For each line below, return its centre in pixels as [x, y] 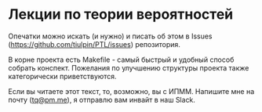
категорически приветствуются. [62, 76]
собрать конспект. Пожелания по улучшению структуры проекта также [129, 67]
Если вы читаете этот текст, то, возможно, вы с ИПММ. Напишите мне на [131, 91]
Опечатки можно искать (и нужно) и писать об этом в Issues [111, 36]
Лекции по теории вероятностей [121, 14]
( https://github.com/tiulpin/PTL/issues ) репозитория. [94, 44]
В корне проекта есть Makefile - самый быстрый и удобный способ [121, 60]
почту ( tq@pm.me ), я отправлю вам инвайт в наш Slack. [102, 99]
